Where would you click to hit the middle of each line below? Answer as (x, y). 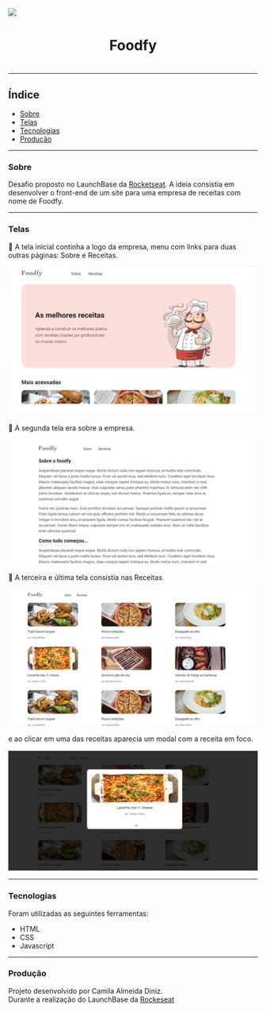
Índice (24, 95)
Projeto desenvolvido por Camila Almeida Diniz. (85, 991)
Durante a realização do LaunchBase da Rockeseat (91, 999)
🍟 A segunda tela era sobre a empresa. (72, 427)
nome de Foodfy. (36, 201)
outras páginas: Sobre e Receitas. (63, 255)
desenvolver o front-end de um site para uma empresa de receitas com (125, 193)
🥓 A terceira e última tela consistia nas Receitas (85, 577)
